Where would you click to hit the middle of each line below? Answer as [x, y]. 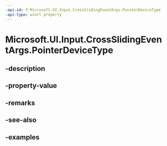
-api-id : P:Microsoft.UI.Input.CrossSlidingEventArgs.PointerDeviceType [83, 10]
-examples [22, 137]
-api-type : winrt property [33, 15]
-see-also [21, 120]
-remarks [20, 103]
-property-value [31, 86]
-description [25, 69]
